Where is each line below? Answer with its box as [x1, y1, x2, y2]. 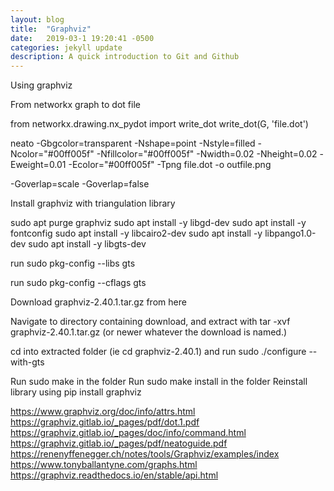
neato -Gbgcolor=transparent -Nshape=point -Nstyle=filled [10, 137, 256, 150]
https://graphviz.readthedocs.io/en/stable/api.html [10, 469, 219, 481]
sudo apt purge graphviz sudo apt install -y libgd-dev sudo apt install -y [10, 217, 307, 229]
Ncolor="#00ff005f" [10, 148, 95, 160]
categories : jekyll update [10, 42, 123, 53]
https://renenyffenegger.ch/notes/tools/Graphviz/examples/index [10, 448, 280, 460]
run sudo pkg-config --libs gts [10, 257, 136, 270]
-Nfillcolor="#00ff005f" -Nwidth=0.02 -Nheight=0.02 [96, 148, 318, 160]
